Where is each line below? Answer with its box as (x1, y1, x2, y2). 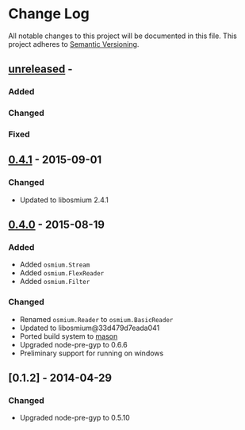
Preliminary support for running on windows (19, 348, 164, 358)
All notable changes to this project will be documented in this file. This (8, 31, 238, 40)
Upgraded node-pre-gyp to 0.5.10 (19, 413, 131, 423)
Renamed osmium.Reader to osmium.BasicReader (19, 314, 174, 324)
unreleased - (8, 63, 73, 76)
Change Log (8, 5, 90, 23)
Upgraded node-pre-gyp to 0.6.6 (19, 340, 128, 349)
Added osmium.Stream (19, 259, 90, 270)
